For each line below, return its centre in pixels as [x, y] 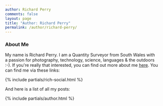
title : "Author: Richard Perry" [38, 23]
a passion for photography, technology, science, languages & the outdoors [80, 60]
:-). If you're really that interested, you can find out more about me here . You [81, 65]
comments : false [21, 14]
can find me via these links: [32, 70]
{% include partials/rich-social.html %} [44, 80]
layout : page [18, 18]
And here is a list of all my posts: [38, 89]
